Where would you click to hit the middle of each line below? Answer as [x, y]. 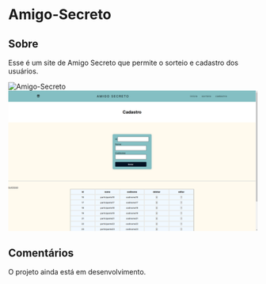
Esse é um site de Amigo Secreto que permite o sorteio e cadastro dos [123, 62]
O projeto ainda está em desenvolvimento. [77, 272]
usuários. [23, 71]
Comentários [41, 253]
